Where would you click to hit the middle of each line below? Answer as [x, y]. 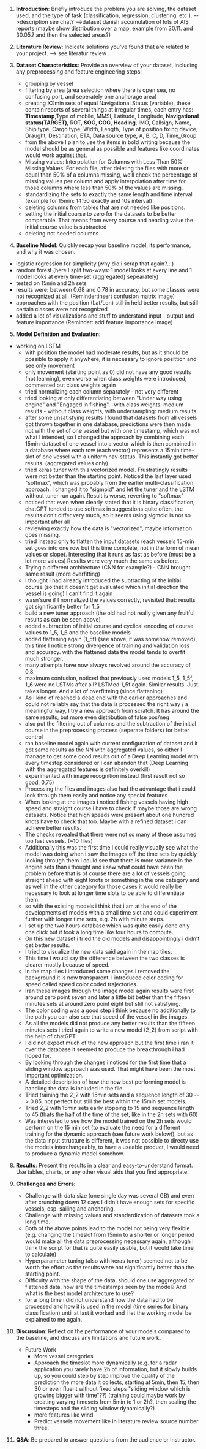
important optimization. [54, 1075]
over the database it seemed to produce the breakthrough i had [105, 1049]
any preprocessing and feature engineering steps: [79, 72]
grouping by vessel [49, 83]
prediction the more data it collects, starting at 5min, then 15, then [117, 1382]
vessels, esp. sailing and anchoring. [70, 1209]
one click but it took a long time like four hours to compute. [99, 932]
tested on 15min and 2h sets [51, 283]
